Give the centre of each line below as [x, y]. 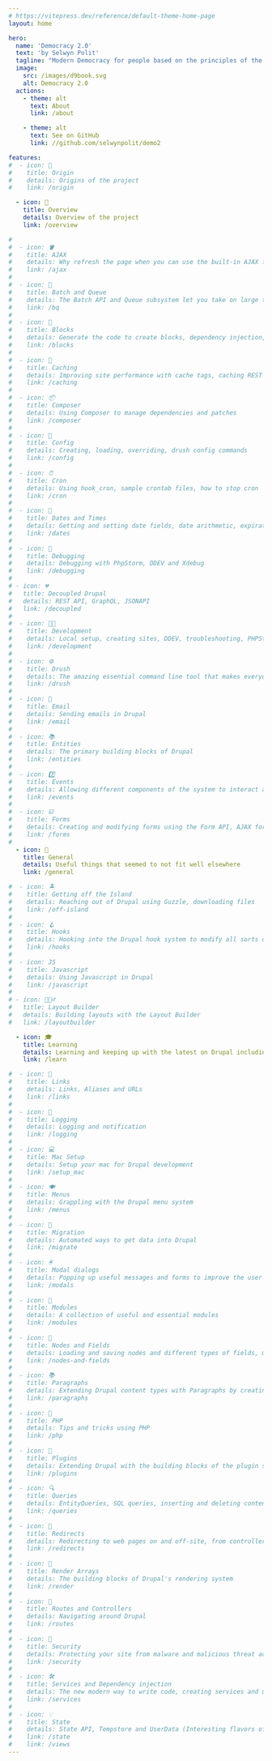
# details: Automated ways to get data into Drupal [103, 1240]
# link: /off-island [49, 909]
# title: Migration [47, 1232]
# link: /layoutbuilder [52, 1022]
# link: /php [36, 1436]
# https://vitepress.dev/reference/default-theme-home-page [112, 16]
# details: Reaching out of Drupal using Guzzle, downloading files [132, 902]
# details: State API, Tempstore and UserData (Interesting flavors [132, 1729]
